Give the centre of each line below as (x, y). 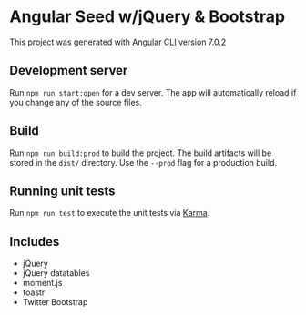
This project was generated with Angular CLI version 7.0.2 (118, 42)
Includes (35, 242)
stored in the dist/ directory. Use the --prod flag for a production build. (143, 162)
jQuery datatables (56, 273)
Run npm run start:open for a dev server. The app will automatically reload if (153, 92)
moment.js (42, 283)
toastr (34, 292)
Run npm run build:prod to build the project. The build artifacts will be (141, 153)
